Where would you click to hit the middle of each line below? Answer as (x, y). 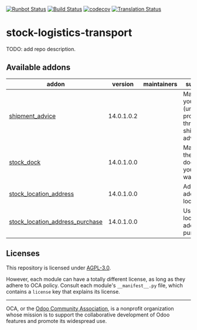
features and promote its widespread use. (57, 321)
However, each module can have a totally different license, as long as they (96, 279)
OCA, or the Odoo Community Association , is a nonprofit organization (90, 308)
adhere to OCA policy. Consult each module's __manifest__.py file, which (94, 285)
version (123, 84)
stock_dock (25, 162)
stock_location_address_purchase (56, 221)
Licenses (23, 253)
